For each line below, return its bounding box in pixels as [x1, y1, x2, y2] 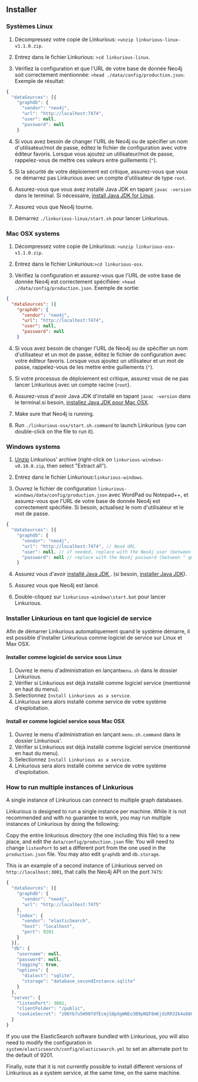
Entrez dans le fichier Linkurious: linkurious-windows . [14, 474, 144, 481]
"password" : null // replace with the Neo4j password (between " [21, 554, 186, 560]
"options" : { [16, 967, 49, 974]
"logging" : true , [16, 962, 60, 968]
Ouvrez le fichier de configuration [14, 485, 97, 492]
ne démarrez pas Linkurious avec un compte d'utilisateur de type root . [14, 174, 187, 181]
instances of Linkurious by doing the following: [6, 820, 120, 828]
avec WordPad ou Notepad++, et [108, 491, 189, 498]
